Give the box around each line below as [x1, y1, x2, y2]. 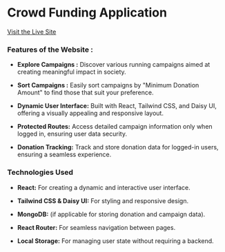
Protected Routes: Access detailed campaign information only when [17, 123, 213, 131]
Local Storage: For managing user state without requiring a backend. [17, 236, 214, 245]
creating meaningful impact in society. [17, 67, 126, 76]
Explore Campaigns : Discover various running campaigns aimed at [17, 61, 211, 69]
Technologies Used [7, 167, 74, 177]
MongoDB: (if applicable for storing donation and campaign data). [17, 210, 206, 218]
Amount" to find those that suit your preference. [17, 88, 154, 97]
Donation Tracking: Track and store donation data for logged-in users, [17, 143, 219, 151]
